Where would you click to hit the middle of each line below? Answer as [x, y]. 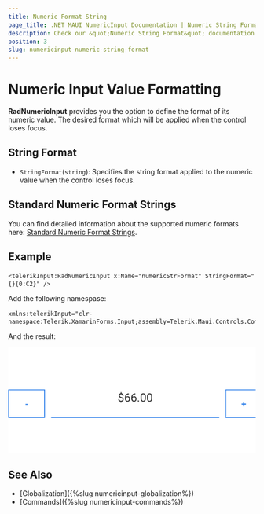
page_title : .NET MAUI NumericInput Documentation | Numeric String [123, 25]
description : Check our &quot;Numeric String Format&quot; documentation [132, 33]
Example [30, 257]
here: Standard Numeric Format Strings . [73, 232]
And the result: [32, 336]
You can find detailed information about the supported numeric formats [124, 223]
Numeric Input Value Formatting [115, 90]
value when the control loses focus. [77, 180]
